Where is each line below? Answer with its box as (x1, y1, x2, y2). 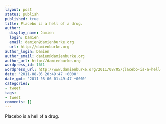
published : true (5, 16, 39, 21)
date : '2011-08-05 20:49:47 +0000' (5, 72, 79, 77)
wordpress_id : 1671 (5, 62, 45, 67)
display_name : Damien (9, 30, 54, 35)
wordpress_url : (5, 67, 37, 72)
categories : (5, 81, 30, 86)
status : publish (5, 12, 39, 17)
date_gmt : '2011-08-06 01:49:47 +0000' (5, 76, 87, 81)
